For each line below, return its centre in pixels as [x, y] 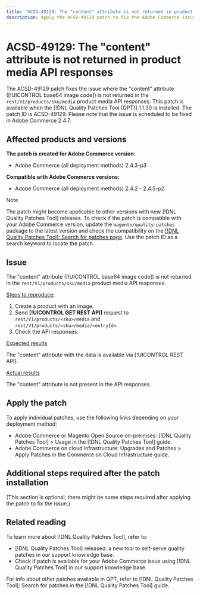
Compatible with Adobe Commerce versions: [63, 177]
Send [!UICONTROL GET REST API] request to [72, 313]
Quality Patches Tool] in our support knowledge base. [81, 567]
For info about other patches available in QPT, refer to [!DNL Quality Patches [100, 579]
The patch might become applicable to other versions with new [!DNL [91, 212]
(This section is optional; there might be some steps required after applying [99, 497]
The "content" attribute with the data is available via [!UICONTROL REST [95, 355]
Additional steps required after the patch [83, 473]
